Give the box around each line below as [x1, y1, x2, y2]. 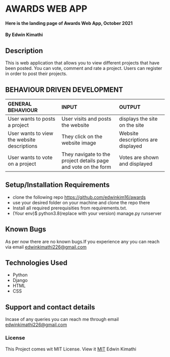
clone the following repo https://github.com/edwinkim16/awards [12, 194, 146, 200]
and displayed [118, 160, 153, 167]
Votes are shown [118, 154, 159, 161]
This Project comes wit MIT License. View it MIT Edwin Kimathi [5, 346, 137, 352]
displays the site [118, 115, 158, 122]
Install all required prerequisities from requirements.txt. [12, 205, 127, 211]
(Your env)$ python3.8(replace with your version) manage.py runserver [12, 210, 162, 216]
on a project [8, 160, 36, 167]
